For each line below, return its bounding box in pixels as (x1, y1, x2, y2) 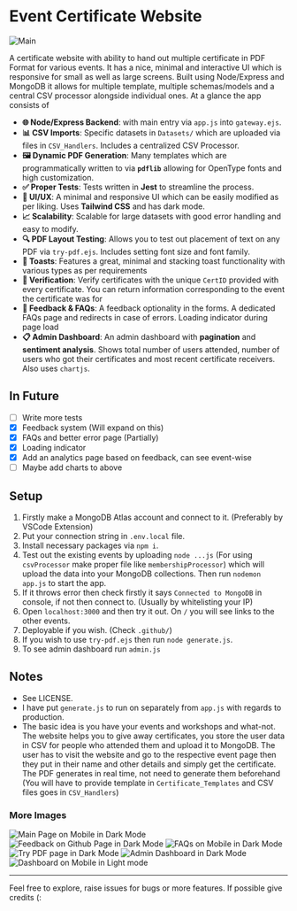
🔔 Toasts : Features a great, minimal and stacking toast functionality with (21, 255, 286, 266)
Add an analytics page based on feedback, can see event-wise (21, 452, 252, 462)
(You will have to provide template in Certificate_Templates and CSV (21, 777, 274, 788)
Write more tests (21, 412, 83, 422)
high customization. (21, 172, 95, 182)
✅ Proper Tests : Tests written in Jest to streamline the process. (21, 181, 255, 192)
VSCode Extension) (21, 521, 94, 532)
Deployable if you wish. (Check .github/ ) (21, 624, 172, 635)
